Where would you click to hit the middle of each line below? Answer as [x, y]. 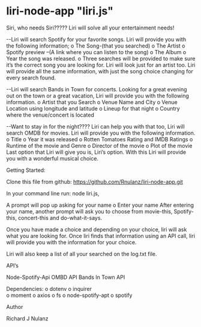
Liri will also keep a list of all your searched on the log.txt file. [82, 254]
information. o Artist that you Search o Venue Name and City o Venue [92, 102]
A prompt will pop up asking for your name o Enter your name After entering [100, 205]
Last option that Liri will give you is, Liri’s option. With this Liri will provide [96, 152]
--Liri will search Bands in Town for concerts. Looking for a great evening [97, 89]
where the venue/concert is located [50, 115]
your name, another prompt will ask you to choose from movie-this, [89, 211]
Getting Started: [26, 170]
